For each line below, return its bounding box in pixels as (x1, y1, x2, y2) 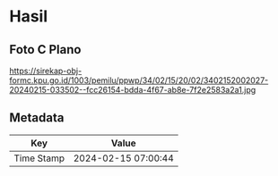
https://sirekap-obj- (9, 65, 83, 76)
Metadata (9, 110, 65, 126)
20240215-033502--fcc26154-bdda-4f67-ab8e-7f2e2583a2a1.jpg (9, 85, 256, 95)
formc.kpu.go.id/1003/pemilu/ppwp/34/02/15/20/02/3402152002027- (9, 75, 269, 86)
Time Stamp (13, 152, 65, 164)
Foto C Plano (9, 42, 82, 57)
